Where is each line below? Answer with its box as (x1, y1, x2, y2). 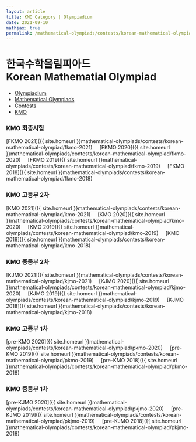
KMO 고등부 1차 (6, 324, 48, 332)
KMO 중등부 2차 (6, 257, 50, 266)
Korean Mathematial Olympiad (6, 70, 157, 84)
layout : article (6, 8, 45, 15)
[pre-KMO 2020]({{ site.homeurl (6, 338, 84, 345)
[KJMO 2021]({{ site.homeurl (6, 271, 76, 278)
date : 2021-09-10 (6, 19, 48, 25)
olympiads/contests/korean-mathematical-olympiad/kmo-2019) (6, 229, 159, 236)
